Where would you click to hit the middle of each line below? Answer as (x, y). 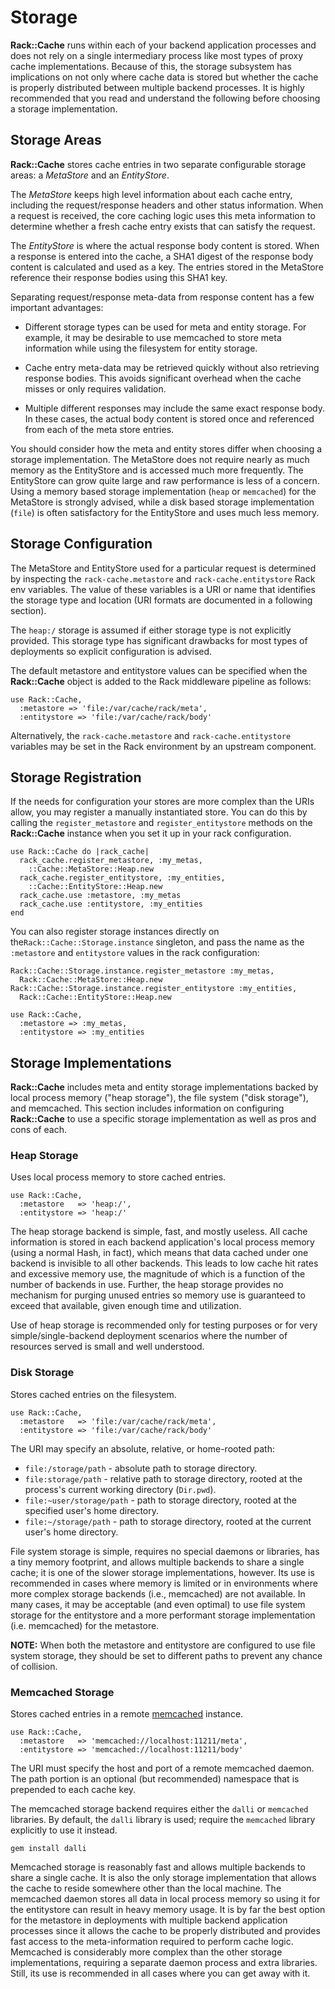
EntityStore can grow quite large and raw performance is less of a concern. (165, 480)
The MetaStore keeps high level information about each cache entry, (151, 194)
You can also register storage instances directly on (115, 932)
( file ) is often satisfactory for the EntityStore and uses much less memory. (165, 512)
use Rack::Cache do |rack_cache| (80, 852)
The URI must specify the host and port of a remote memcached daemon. (162, 1768)
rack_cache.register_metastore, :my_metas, (111, 861)
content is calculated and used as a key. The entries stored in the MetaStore (167, 267)
